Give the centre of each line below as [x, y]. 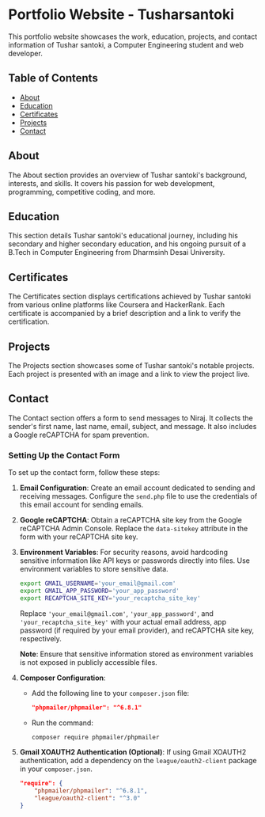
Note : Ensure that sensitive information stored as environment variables [136, 654]
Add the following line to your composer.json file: [110, 693]
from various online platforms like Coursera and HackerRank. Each [117, 305]
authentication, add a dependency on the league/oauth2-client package [138, 761]
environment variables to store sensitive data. [94, 569]
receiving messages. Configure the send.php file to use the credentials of [138, 496]
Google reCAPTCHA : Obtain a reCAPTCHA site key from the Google [131, 520]
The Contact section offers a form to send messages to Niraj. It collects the [131, 418]
